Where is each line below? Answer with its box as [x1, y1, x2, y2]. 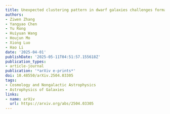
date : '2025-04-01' [5, 49, 47, 54]
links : [5, 92, 19, 97]
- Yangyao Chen [5, 21, 37, 27]
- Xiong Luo [5, 40, 30, 45]
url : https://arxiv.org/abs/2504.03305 [10, 101, 94, 106]
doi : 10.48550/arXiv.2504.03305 [5, 73, 73, 78]
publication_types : [5, 59, 47, 64]
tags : [5, 78, 17, 83]
